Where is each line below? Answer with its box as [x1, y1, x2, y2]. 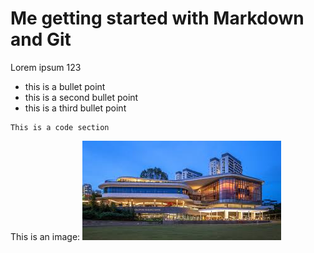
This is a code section [10, 122, 110, 132]
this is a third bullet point [24, 102, 127, 114]
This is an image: [10, 230, 81, 242]
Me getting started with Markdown [10, 7, 305, 30]
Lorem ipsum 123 [10, 61, 82, 73]
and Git [10, 28, 72, 51]
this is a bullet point [24, 80, 106, 92]
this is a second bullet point [24, 91, 139, 103]
